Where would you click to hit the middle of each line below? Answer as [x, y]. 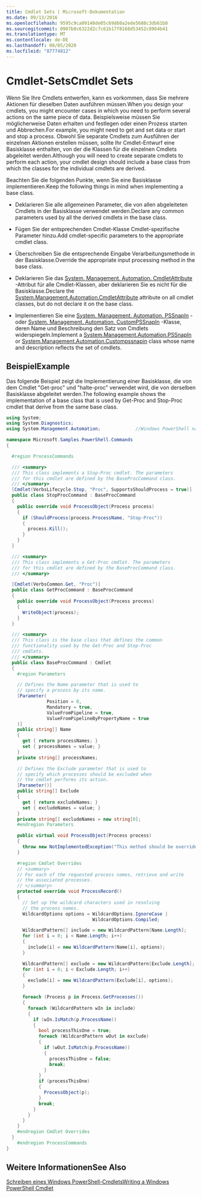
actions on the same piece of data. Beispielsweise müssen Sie [83, 117]
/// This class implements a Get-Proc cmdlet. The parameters [91, 562]
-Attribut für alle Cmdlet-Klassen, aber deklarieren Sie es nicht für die [101, 284]
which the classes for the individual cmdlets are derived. [76, 168]
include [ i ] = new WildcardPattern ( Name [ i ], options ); [96, 947]
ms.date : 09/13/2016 [32, 18]
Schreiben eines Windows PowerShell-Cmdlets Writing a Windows [88, 1182]
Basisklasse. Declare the [44, 291]
